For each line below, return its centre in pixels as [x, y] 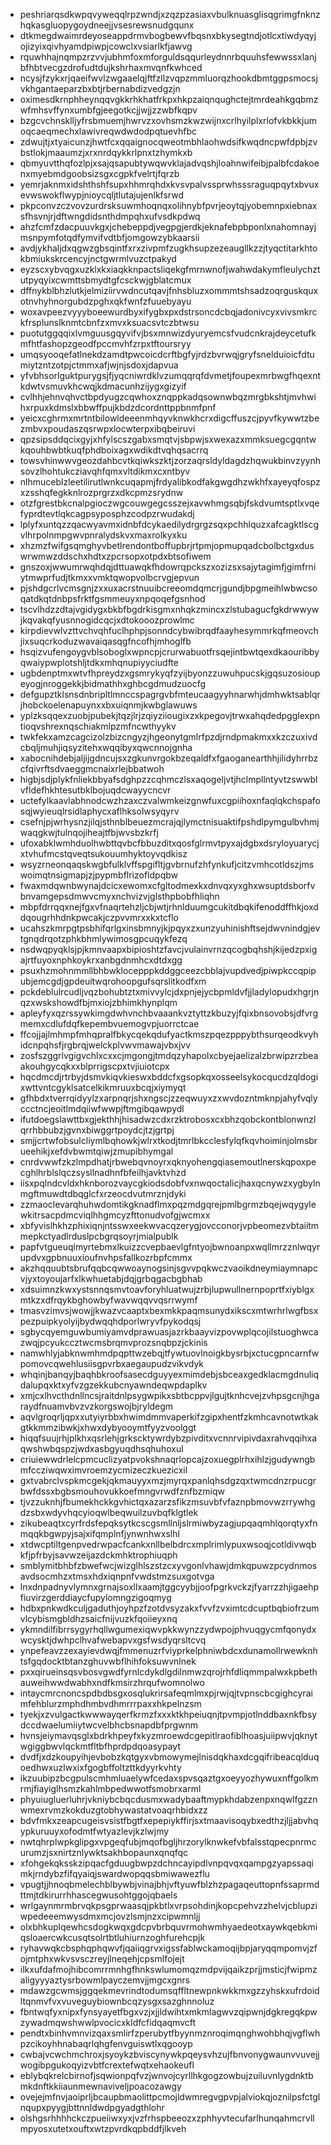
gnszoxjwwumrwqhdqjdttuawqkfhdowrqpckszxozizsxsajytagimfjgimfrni [168, 567]
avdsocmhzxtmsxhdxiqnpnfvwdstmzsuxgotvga [117, 1576]
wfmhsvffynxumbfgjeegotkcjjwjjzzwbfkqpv [108, 110]
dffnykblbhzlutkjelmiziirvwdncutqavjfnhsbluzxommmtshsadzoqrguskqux [169, 290]
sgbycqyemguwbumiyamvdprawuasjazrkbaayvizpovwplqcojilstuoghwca [169, 1332]
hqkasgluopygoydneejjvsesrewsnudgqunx [107, 25]
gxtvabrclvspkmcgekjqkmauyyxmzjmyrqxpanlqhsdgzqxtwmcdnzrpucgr [168, 1480]
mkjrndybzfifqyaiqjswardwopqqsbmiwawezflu [114, 1873]
